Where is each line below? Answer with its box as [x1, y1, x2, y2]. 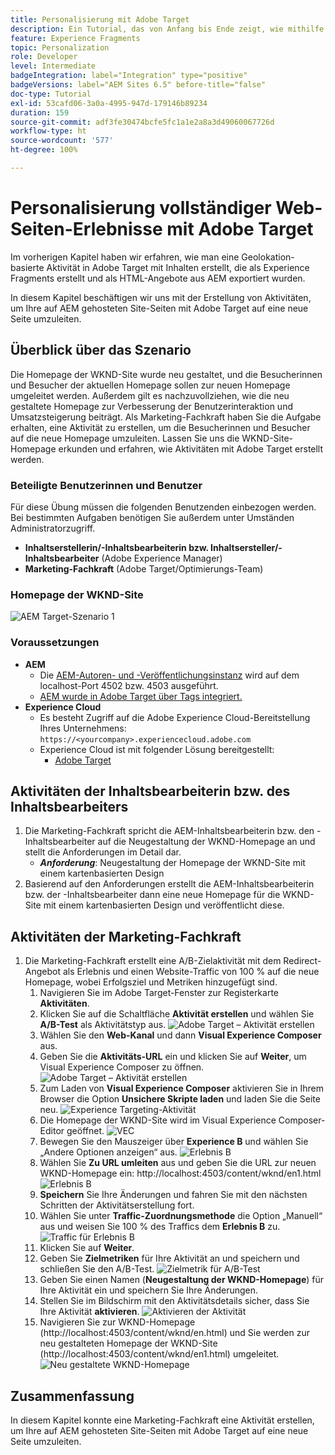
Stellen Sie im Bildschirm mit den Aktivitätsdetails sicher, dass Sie [39, 1295, 310, 1307]
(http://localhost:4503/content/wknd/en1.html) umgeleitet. [39, 1348, 280, 1360]
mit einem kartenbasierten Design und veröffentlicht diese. [43, 899, 285, 911]
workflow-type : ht [10, 126, 87, 136]
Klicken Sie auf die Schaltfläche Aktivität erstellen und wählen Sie [39, 1008, 315, 1020]
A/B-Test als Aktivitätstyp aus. [39, 1019, 167, 1031]
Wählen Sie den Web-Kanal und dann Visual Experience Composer [39, 1029, 322, 1041]
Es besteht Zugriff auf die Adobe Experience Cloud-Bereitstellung [39, 711, 311, 723]
